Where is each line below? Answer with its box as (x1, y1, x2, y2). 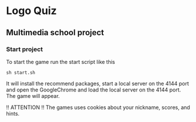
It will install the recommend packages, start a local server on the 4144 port (6, 80, 190, 87)
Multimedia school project (6, 28, 104, 38)
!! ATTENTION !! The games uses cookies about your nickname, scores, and (6, 104, 190, 111)
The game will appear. (6, 92, 60, 99)
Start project (6, 45, 43, 53)
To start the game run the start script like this (6, 58, 115, 65)
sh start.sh (6, 69, 35, 76)
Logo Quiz (6, 4, 57, 18)
